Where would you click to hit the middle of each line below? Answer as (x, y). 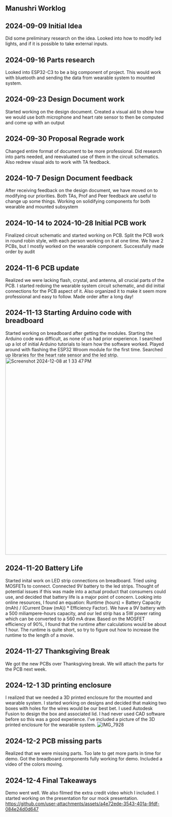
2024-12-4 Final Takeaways (51, 780)
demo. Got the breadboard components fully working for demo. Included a (84, 759)
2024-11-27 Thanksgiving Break (58, 651)
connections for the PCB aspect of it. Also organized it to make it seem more (86, 291)
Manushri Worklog (36, 8)
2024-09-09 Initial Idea (44, 26)
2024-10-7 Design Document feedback (69, 178)
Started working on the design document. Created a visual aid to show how (85, 111)
